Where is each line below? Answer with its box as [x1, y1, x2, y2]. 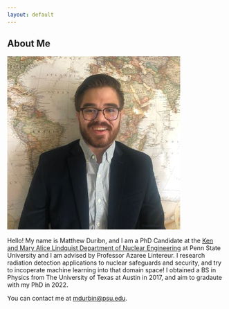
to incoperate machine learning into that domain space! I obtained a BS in [7, 266, 217, 274]
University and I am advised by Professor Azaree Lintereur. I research [7, 251, 205, 260]
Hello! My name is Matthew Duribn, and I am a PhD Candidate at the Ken [7, 236, 214, 245]
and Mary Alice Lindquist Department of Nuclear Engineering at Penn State [7, 244, 221, 252]
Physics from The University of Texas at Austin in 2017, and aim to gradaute [7, 274, 223, 282]
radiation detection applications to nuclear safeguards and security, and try [7, 258, 222, 267]
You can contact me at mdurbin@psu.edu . [7, 294, 128, 303]
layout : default [7, 11, 54, 18]
